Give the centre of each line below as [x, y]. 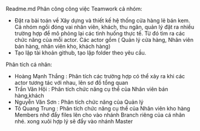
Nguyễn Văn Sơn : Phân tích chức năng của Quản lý [79, 102]
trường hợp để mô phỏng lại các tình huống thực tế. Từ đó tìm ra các [100, 33]
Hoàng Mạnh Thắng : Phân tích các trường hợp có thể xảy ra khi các [100, 76]
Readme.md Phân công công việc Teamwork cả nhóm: [74, 9]
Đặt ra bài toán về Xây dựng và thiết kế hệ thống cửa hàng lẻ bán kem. [102, 20]
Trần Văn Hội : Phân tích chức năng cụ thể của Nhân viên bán [91, 89]
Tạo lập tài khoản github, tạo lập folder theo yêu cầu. [80, 53]
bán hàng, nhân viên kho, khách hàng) [62, 46]
